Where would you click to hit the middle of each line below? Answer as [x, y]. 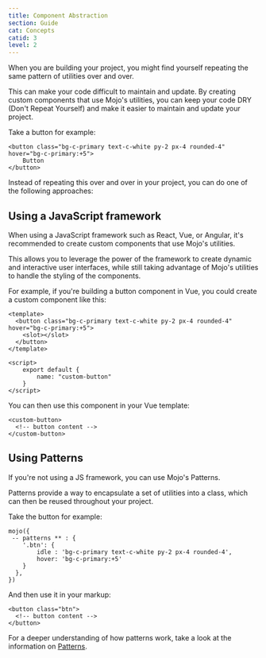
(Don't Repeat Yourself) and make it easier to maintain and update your [124, 109]
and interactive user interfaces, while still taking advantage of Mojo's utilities [133, 267]
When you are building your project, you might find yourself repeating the [128, 68]
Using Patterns [46, 458]
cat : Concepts [32, 30]
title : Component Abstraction [58, 15]
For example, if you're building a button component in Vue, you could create [133, 291]
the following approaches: [51, 191]
